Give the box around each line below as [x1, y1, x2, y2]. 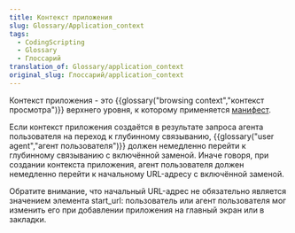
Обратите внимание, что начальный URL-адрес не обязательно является [9, 185, 286, 196]
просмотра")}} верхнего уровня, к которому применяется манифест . [9, 104, 272, 115]
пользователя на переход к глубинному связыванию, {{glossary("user [9, 130, 275, 142]
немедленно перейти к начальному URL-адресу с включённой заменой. [9, 168, 285, 179]
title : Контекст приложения [9, 12, 113, 22]
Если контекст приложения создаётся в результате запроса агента [9, 121, 264, 132]
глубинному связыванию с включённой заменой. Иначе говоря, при [9, 150, 269, 160]
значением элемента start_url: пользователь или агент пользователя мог [9, 195, 286, 206]
